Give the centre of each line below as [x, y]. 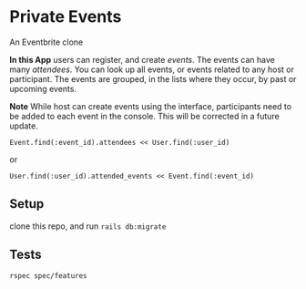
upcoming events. [43, 88]
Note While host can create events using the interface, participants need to [151, 106]
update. [24, 126]
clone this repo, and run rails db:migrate [88, 226]
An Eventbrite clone [46, 42]
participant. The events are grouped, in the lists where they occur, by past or [153, 78]
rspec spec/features [49, 275]
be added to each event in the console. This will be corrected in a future [144, 116]
